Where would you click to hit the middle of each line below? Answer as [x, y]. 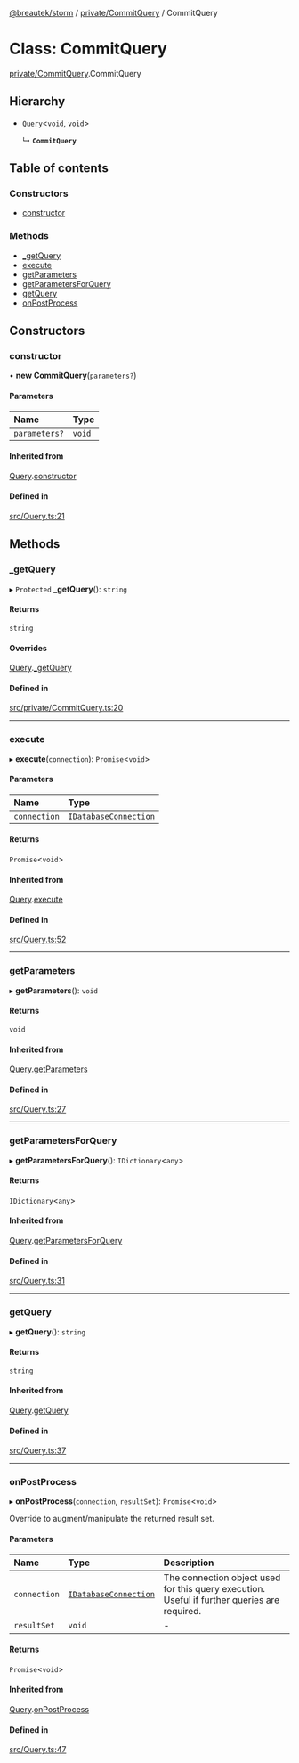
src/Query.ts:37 [38, 1450]
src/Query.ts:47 [38, 1750]
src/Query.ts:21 [37, 517]
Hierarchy [37, 102]
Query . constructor [43, 476]
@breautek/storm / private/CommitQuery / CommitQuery [113, 13]
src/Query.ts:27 [38, 1109]
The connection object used [222, 1578]
